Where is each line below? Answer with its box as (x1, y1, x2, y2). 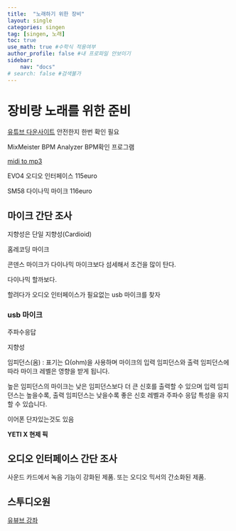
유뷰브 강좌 (7, 516, 38, 525)
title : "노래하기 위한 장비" (7, 10, 85, 18)
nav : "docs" (20, 63, 55, 70)
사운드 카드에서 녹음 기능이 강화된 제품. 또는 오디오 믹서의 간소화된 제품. (7, 473, 206, 481)
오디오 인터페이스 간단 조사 (7, 453, 117, 465)
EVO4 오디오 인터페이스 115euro (7, 172, 97, 180)
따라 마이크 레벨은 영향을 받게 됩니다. (7, 367, 110, 375)
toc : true (7, 37, 37, 44)
